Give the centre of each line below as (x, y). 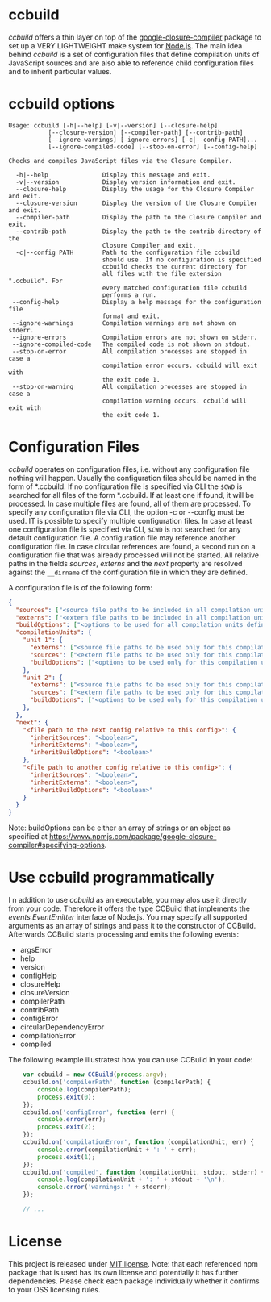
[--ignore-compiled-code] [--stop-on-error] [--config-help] (153, 147)
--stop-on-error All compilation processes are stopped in (129, 351)
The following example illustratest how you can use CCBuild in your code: (131, 1060)
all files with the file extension (162, 273)
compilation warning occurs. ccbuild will (175, 401)
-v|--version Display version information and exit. (126, 182)
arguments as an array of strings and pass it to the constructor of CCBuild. (132, 926)
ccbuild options (62, 104)
